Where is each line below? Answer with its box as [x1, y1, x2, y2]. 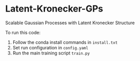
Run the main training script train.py [12, 50, 90, 56]
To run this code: [5, 29, 41, 35]
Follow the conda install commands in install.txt [12, 39, 118, 45]
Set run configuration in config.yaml [12, 44, 89, 50]
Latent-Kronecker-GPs [5, 3, 103, 15]
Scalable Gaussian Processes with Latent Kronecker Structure [5, 20, 135, 26]
